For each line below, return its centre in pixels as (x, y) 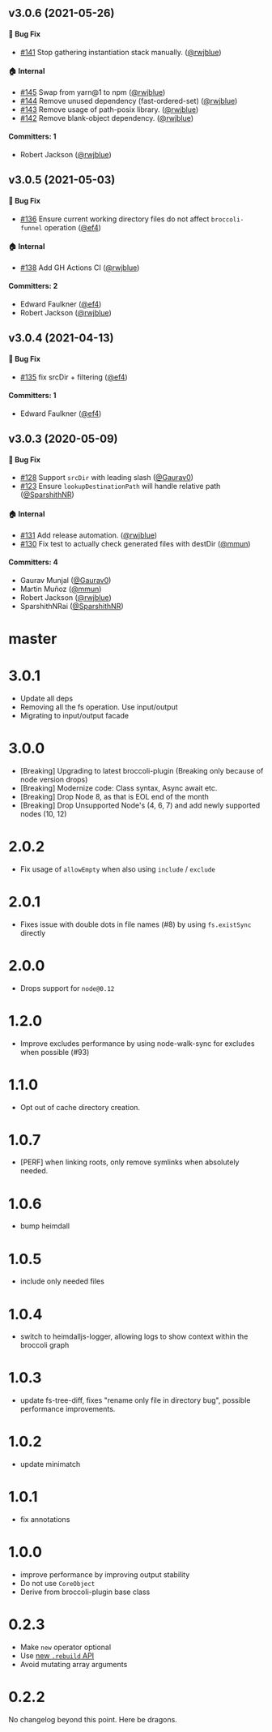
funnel (31, 228)
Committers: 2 (33, 286)
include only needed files (62, 1281)
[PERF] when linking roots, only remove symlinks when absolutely (130, 1162)
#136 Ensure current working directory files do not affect (115, 219)
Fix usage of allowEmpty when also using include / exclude (118, 869)
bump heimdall (45, 1226)
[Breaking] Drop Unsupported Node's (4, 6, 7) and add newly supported (140, 805)
